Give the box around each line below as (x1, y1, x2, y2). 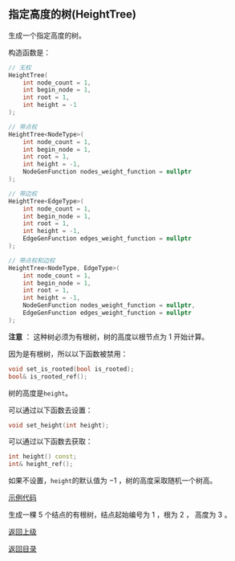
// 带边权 (8, 190, 38, 198)
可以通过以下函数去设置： (8, 405, 93, 415)
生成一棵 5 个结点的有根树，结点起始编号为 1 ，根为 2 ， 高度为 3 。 (8, 510, 232, 520)
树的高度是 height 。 (8, 388, 72, 398)
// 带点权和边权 (8, 256, 55, 264)
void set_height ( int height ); (8, 421, 110, 429)
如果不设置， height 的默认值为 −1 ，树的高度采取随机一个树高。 (8, 476, 217, 485)
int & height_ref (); (8, 461, 74, 469)
